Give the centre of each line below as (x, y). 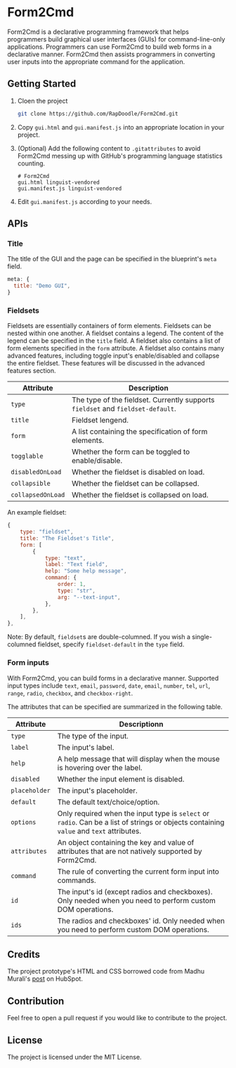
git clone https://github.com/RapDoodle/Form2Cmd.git (98, 113)
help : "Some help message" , (86, 571)
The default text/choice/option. (109, 802)
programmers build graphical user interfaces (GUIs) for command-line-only (116, 39)
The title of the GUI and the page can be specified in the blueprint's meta (112, 259)
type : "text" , (65, 558)
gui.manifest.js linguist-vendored (70, 188)
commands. (77, 880)
